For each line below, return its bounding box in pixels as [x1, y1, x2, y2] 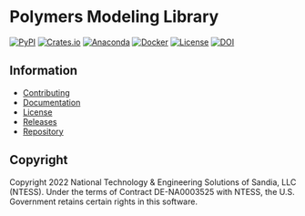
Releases [22, 116, 57, 127]
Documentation [22, 97, 81, 108]
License [22, 107, 53, 118]
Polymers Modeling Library [9, 6, 219, 27]
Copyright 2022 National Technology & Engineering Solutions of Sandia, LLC [9, 176, 297, 188]
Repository [22, 126, 64, 137]
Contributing [22, 87, 70, 98]
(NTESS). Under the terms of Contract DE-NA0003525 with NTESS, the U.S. [9, 186, 295, 197]
